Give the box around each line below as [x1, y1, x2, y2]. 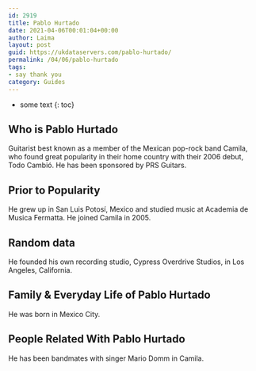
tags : [8, 63, 26, 71]
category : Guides [8, 78, 66, 86]
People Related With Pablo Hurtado [8, 332, 185, 346]
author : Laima [8, 33, 55, 42]
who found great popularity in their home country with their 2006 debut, [8, 152, 244, 162]
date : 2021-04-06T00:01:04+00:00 [8, 26, 119, 34]
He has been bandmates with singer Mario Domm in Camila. [8, 354, 204, 363]
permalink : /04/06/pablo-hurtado [8, 56, 119, 64]
